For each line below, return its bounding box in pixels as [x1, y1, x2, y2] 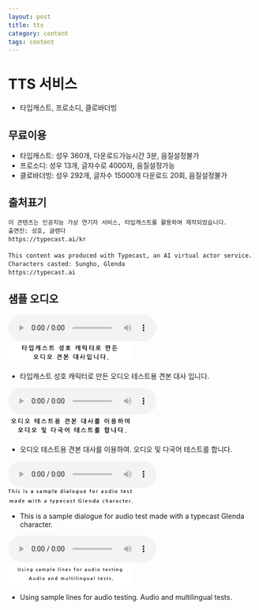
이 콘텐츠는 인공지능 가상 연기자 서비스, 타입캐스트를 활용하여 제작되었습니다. [8, 218, 227, 226]
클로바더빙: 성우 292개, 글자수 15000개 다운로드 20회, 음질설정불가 [19, 171, 227, 180]
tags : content [8, 38, 55, 46]
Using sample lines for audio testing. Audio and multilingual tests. [19, 592, 233, 601]
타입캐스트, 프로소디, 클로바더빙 [19, 103, 118, 112]
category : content [8, 29, 69, 37]
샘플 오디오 [8, 293, 59, 306]
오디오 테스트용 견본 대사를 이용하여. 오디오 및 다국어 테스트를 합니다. [19, 444, 233, 454]
